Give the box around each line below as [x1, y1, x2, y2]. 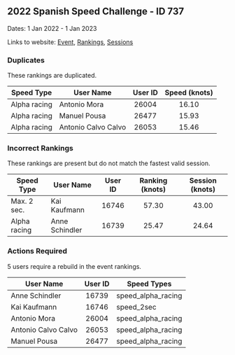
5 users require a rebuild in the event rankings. [7, 262, 142, 270]
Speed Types [127, 279, 172, 288]
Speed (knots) [164, 88, 213, 97]
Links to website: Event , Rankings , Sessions [7, 38, 134, 46]
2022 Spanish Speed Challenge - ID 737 [7, 6, 184, 18]
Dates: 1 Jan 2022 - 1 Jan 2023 [7, 24, 97, 32]
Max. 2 [10, 196, 34, 206]
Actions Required [7, 246, 68, 256]
